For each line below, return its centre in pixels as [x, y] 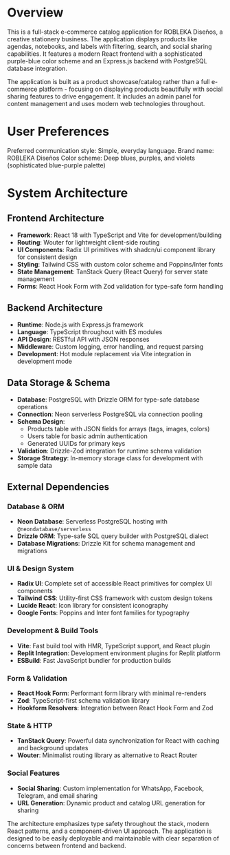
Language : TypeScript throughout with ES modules [90, 331]
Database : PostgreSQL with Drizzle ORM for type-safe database [108, 399]
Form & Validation [37, 678]
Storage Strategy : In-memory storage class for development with [110, 458]
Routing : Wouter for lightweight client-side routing [88, 242]
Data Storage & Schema [59, 383]
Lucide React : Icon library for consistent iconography [93, 606]
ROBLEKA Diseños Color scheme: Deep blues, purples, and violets [101, 158]
